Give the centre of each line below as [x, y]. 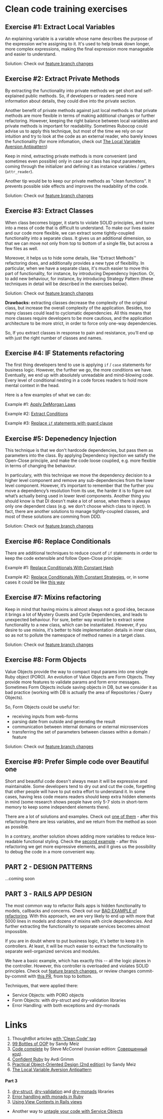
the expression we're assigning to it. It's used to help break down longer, [78, 44]
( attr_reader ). [19, 171]
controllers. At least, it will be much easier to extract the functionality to [76, 946]
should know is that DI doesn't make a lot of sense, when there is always [78, 501]
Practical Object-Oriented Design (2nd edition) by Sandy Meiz [74, 1064]
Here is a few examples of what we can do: [48, 395]
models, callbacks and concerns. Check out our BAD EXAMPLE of [71, 911]
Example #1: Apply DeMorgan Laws [41, 404]
